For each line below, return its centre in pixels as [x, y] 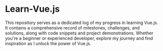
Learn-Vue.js [32, 9]
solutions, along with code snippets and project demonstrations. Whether [79, 33]
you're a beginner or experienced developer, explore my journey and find [79, 38]
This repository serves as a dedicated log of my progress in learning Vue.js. [82, 23]
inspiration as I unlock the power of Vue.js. [48, 43]
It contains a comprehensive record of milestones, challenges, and [72, 27]
